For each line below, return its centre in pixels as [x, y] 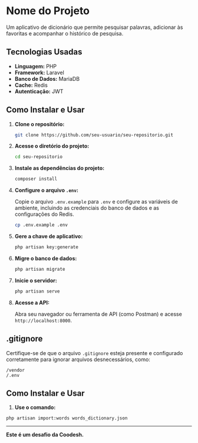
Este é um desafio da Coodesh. [45, 435]
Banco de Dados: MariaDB [47, 78]
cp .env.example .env [41, 225]
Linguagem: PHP [36, 66]
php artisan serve [37, 291]
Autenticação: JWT [39, 91]
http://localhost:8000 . [43, 320]
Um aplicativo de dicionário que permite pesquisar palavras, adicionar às [95, 27]
